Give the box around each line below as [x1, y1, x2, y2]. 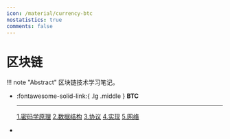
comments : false [6, 23, 53, 29]
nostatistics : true [6, 16, 62, 23]
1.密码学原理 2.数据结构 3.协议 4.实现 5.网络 [16, 112, 139, 121]
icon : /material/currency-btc [6, 10, 93, 17]
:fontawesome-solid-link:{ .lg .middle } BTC [16, 92, 139, 100]
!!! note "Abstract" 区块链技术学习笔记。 [6, 78, 119, 86]
